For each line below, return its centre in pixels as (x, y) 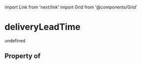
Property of (23, 56)
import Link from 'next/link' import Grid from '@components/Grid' (71, 7)
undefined (15, 40)
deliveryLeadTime (43, 27)
